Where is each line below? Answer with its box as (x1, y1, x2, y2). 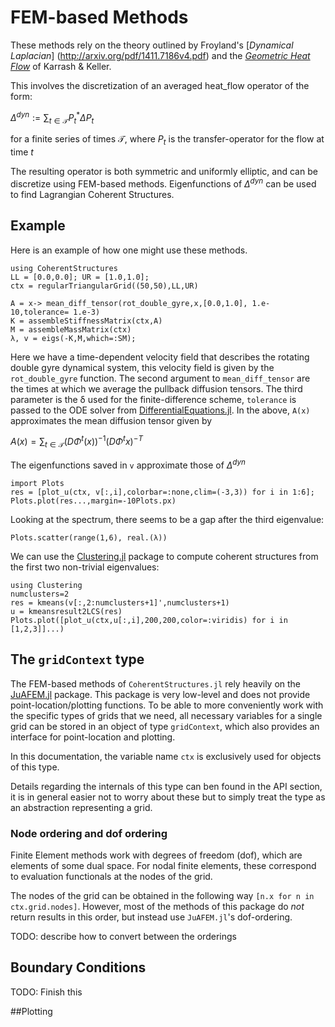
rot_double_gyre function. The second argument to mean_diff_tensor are (10, 372, 311, 384)
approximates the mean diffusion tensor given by (10, 414, 213, 426)
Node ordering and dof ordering (10, 826, 168, 840)
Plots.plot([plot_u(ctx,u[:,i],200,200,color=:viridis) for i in (10, 615, 288, 625)
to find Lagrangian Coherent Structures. (10, 188, 175, 200)
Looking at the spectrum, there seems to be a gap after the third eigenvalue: (10, 513, 325, 525)
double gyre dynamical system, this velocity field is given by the (10, 361, 275, 373)
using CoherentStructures (10, 263, 118, 273)
